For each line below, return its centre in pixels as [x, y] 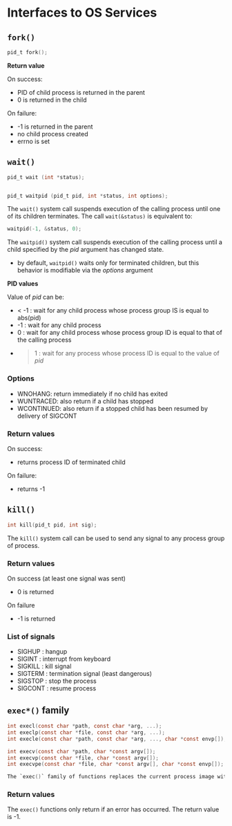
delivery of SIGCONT [47, 416]
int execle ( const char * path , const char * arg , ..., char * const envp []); [117, 739]
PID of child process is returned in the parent [81, 92]
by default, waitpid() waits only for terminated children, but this [108, 263]
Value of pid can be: [36, 297]
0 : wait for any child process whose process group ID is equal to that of [119, 333]
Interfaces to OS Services [82, 13]
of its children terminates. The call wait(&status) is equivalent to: [100, 217]
